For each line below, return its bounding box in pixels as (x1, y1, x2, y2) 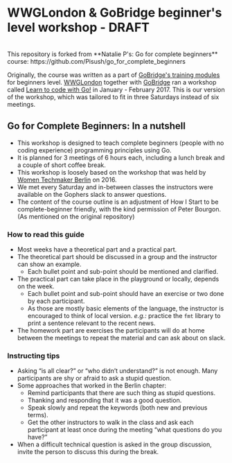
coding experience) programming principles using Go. (17, 146, 172, 154)
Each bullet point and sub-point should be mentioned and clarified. (27, 268, 218, 276)
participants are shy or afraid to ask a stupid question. (17, 374, 172, 383)
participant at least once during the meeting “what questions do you (27, 426, 222, 434)
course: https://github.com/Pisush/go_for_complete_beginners (7, 57, 186, 65)
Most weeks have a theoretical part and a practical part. (17, 245, 177, 254)
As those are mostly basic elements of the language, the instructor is (27, 304, 224, 313)
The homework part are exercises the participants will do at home (17, 326, 205, 335)
